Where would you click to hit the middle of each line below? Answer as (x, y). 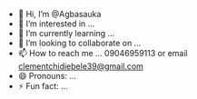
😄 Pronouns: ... (47, 76)
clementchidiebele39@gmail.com (80, 66)
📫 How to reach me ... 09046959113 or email (103, 53)
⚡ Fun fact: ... (43, 86)
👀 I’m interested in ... (56, 24)
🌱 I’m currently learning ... (66, 33)
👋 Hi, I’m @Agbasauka (59, 14)
